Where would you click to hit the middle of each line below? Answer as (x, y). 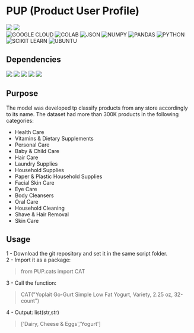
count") (30, 301)
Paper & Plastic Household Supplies (58, 176)
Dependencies (34, 60)
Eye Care (26, 189)
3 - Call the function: (31, 283)
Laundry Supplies (36, 164)
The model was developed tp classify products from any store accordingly (97, 108)
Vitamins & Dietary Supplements (54, 138)
